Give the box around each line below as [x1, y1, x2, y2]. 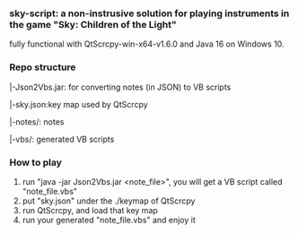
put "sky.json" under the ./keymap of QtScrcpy [22, 195, 196, 206]
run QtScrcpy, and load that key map [22, 204, 159, 215]
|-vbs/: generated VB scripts [9, 134, 115, 144]
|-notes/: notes [9, 116, 65, 127]
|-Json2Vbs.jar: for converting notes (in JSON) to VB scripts [9, 82, 232, 92]
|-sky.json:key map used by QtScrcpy [9, 99, 148, 109]
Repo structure [9, 61, 76, 74]
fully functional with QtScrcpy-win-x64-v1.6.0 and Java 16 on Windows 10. [9, 39, 285, 49]
